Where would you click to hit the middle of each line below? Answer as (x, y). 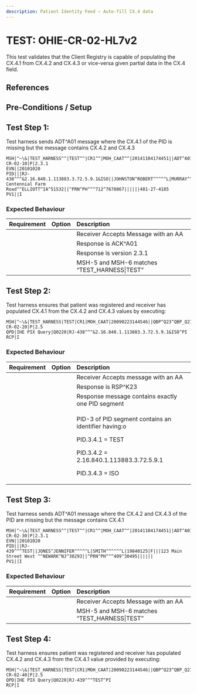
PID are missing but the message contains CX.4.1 (65, 520)
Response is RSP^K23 (107, 386)
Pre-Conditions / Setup (49, 108)
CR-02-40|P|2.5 (25, 675)
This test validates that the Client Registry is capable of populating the (91, 57)
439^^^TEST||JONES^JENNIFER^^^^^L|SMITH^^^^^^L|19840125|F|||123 (87, 552)
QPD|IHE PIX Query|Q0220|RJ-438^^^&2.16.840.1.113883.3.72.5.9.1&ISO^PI (97, 332)
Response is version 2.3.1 (112, 253)
